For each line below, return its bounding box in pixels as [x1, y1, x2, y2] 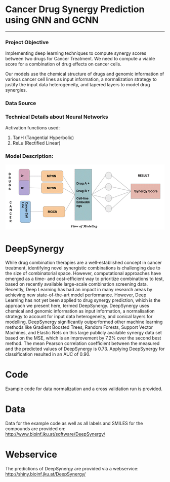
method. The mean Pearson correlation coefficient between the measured [5, 340, 160, 347]
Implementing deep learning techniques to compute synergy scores [5, 50, 147, 56]
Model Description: [5, 153, 54, 160]
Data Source [5, 100, 36, 107]
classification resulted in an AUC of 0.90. [5, 351, 91, 357]
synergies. [5, 87, 27, 93]
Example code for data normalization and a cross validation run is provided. [5, 386, 163, 392]
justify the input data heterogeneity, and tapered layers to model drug [5, 82, 150, 88]
